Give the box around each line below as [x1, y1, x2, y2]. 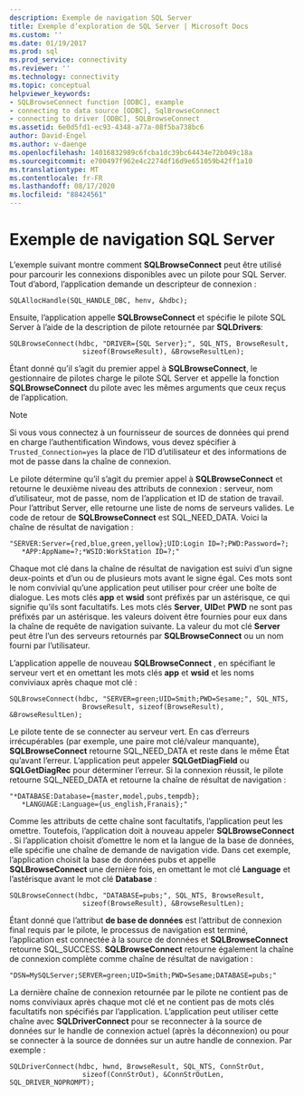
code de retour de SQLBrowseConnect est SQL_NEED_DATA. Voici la [9, 511, 269, 522]
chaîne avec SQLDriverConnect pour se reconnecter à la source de [9, 1015, 262, 1026]
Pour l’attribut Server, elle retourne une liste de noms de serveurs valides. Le [9, 502, 295, 513]
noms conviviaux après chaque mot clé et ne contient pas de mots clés [9, 996, 275, 1007]
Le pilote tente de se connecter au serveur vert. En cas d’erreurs [9, 726, 251, 737]
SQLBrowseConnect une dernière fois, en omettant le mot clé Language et [9, 863, 291, 875]
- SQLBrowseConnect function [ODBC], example [9, 97, 184, 107]
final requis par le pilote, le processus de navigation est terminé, [9, 924, 249, 935]
